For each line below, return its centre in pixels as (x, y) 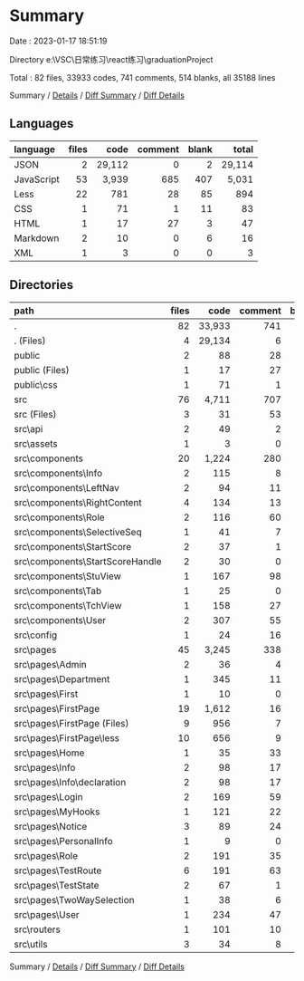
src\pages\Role (46, 855)
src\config (36, 635)
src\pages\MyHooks (57, 812)
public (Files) (42, 370)
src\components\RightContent (78, 502)
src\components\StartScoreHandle (88, 561)
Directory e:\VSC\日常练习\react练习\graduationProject (111, 59)
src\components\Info (58, 473)
